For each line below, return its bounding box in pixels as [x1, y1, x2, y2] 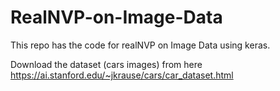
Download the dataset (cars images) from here [10, 58, 203, 70]
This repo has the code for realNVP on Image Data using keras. [10, 39, 271, 51]
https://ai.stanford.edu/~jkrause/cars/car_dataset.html [10, 69, 234, 81]
